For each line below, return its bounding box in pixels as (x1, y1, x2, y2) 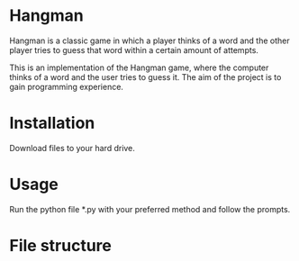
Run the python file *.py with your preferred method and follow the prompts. (9, 203, 291, 214)
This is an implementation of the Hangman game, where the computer (9, 62, 269, 73)
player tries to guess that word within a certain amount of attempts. (9, 44, 259, 55)
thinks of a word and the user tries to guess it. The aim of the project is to (9, 71, 282, 82)
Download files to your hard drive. (9, 142, 135, 153)
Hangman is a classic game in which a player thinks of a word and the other (9, 35, 290, 46)
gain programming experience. (9, 81, 124, 92)
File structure (9, 236, 113, 256)
